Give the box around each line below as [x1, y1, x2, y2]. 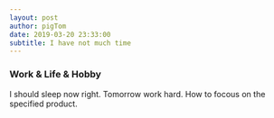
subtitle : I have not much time [9, 38, 131, 48]
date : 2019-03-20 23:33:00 [9, 30, 111, 39]
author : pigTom [9, 22, 67, 31]
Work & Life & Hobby [9, 68, 102, 81]
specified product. [9, 98, 79, 109]
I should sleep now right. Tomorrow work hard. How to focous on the [9, 88, 266, 99]
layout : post [9, 13, 59, 23]
